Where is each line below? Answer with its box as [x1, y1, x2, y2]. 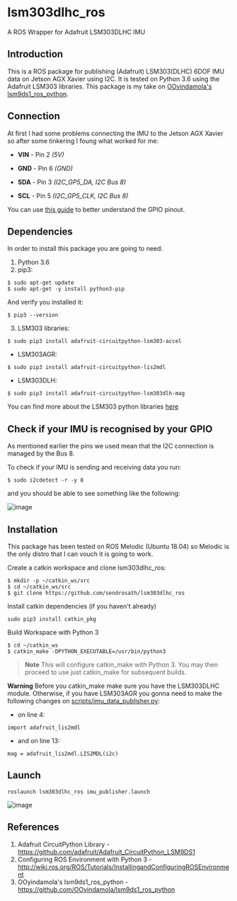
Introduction [7, 48, 64, 60]
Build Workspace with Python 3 [7, 628, 99, 636]
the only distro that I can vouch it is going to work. [7, 550, 154, 558]
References [7, 821, 59, 833]
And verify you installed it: [7, 298, 83, 307]
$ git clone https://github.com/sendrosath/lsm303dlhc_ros [7, 589, 185, 596]
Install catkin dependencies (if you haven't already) [7, 602, 157, 610]
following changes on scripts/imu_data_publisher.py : [7, 697, 161, 705]
